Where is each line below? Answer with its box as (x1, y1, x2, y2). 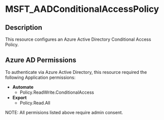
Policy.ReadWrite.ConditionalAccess (19, 89, 94, 95)
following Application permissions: (5, 74, 76, 80)
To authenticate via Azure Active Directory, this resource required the (5, 69, 147, 75)
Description (5, 23, 42, 32)
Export (12, 94, 27, 100)
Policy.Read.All (19, 100, 51, 106)
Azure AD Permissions (5, 56, 77, 64)
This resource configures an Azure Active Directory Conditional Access (5, 36, 152, 42)
